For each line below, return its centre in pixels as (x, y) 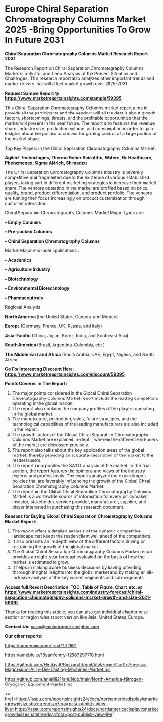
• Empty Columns (23, 222)
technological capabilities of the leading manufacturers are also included (85, 424)
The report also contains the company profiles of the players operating (83, 408)
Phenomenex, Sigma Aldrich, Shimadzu (46, 163)
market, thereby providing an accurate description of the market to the (83, 455)
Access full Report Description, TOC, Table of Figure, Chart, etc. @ (74, 587)
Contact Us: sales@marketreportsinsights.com (52, 627)
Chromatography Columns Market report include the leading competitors (85, 398)
